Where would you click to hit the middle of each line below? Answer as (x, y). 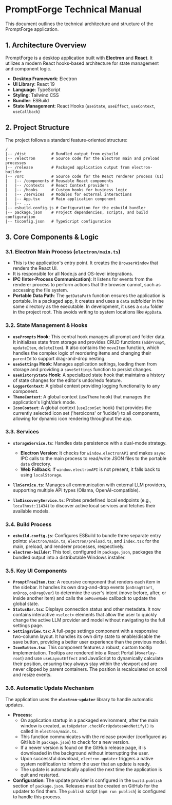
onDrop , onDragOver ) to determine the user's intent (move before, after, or (90, 593)
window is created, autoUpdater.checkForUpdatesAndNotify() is (87, 725)
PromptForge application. (32, 29)
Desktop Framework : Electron (45, 79)
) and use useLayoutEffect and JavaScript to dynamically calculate (93, 658)
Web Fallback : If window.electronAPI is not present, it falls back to (90, 469)
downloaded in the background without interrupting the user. (85, 753)
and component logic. (28, 68)
